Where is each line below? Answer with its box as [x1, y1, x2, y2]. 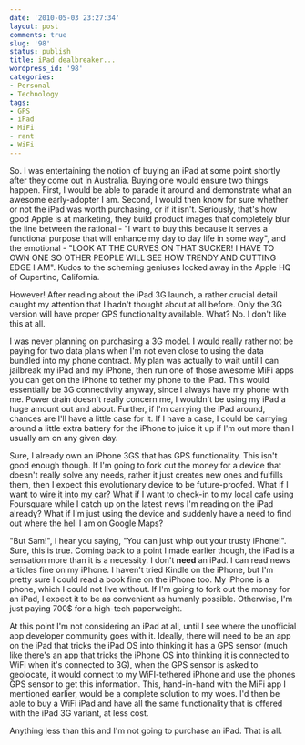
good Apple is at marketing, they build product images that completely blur [9, 213, 290, 224]
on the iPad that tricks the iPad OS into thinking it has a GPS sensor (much [9, 639, 289, 650]
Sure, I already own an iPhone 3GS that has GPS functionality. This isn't [9, 449, 278, 460]
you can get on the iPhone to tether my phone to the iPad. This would [9, 374, 270, 385]
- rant [9, 132, 35, 141]
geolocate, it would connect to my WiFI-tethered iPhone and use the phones [9, 669, 296, 680]
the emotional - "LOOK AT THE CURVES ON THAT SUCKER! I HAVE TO [9, 242, 275, 253]
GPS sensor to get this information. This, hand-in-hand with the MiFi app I [9, 679, 287, 690]
